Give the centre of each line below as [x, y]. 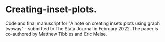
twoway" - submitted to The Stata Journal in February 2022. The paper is [82, 28]
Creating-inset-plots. [51, 9]
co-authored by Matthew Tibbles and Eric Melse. [56, 34]
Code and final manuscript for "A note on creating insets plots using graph [83, 23]
